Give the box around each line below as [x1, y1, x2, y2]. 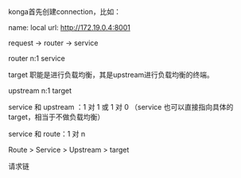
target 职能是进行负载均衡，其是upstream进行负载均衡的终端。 [8, 70, 215, 79]
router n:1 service [8, 54, 65, 63]
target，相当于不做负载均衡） [8, 112, 105, 122]
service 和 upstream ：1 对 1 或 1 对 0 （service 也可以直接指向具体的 [8, 103, 234, 111]
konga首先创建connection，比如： [8, 7, 122, 16]
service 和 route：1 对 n [8, 130, 86, 138]
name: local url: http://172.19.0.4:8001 [8, 23, 131, 32]
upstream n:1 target [8, 86, 72, 95]
